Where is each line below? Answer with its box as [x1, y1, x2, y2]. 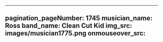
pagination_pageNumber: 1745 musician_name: [5, 14, 153, 22]
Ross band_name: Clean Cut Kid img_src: [5, 22, 132, 30]
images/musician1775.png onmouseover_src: [5, 29, 146, 38]
